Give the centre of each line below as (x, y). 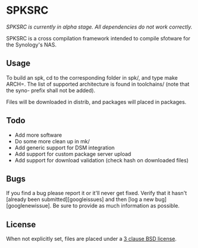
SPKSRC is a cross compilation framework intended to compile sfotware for (98, 38)
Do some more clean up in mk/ (52, 141)
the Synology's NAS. (31, 45)
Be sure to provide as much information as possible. (116, 206)
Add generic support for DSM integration (65, 147)
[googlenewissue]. (29, 206)
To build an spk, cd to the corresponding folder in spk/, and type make (92, 77)
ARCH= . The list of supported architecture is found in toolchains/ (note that (98, 84)
